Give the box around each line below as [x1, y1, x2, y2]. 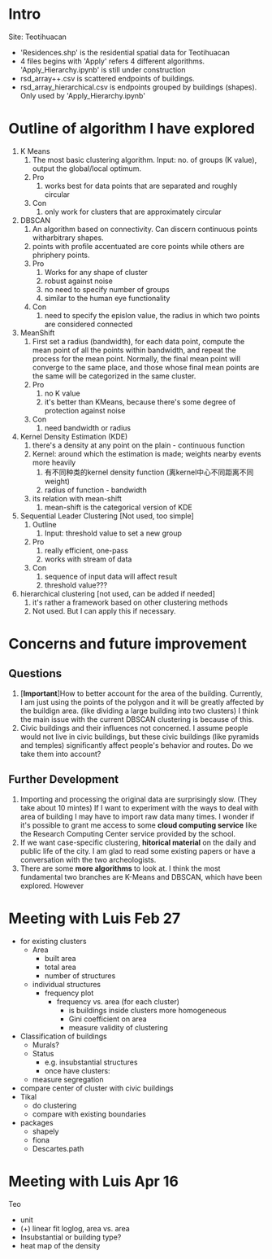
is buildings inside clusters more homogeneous [68, 1005, 227, 1015]
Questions [8, 667, 63, 680]
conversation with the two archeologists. [19, 855, 157, 864]
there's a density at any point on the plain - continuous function [32, 440, 245, 450]
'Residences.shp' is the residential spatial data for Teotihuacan [19, 47, 230, 57]
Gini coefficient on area [68, 1014, 148, 1024]
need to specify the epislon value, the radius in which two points [44, 310, 261, 320]
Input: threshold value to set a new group [44, 528, 183, 538]
